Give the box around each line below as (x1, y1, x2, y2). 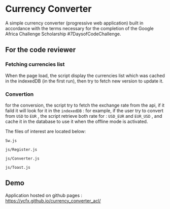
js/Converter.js (5, 156, 40, 161)
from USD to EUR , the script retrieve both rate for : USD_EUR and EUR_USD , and (5, 113, 162, 119)
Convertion (5, 90, 34, 97)
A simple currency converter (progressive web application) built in (5, 20, 144, 26)
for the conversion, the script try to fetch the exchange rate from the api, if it (5, 102, 165, 108)
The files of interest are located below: (5, 128, 86, 134)
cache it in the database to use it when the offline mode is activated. (5, 118, 148, 124)
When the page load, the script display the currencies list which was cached (5, 72, 165, 79)
